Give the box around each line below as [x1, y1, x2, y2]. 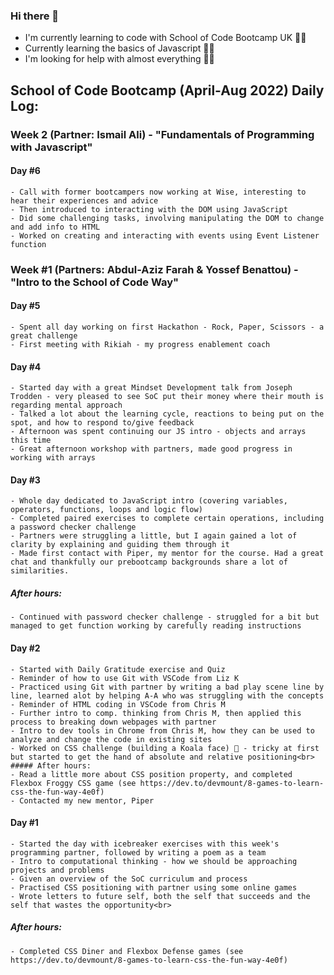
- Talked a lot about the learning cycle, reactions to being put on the [10, 409, 325, 419]
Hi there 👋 [10, 9, 60, 23]
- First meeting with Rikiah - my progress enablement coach [10, 339, 271, 349]
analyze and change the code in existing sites [10, 734, 213, 744]
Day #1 [10, 817, 39, 829]
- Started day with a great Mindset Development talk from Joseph [10, 383, 293, 393]
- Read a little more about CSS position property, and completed [10, 769, 293, 779]
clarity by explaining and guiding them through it [10, 540, 230, 550]
